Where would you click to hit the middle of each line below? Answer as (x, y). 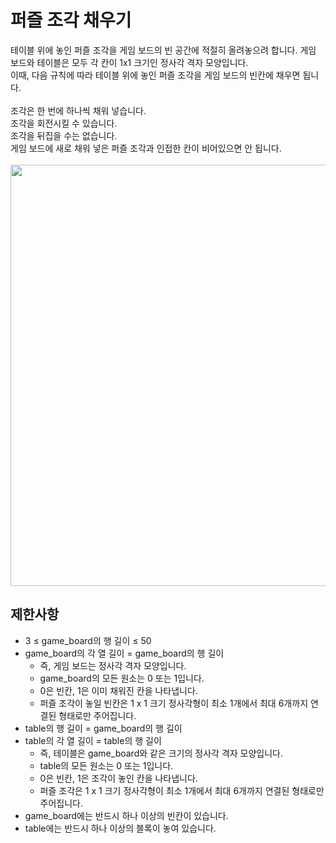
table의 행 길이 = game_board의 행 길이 (103, 728)
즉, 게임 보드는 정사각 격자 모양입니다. (113, 665)
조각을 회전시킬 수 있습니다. (64, 123)
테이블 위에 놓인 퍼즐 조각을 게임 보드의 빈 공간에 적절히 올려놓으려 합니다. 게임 (163, 50)
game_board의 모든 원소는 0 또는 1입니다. (122, 678)
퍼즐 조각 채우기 (71, 20)
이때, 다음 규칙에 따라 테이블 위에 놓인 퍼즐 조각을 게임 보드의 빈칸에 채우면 (155, 75)
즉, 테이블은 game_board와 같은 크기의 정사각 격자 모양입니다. (161, 753)
